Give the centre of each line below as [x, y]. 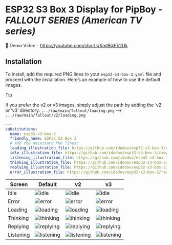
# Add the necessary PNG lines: [45, 143]
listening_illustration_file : [42, 158]
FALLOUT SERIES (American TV [74, 20]
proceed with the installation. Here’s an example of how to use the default [83, 79]
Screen [19, 184]
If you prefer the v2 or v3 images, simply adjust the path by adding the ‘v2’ [84, 105]
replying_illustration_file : [41, 167]
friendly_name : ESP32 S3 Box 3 [43, 139]
